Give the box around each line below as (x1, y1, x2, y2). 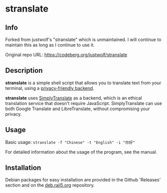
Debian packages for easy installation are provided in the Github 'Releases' (5, 177, 161, 183)
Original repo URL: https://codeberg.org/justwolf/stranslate (5, 52, 127, 58)
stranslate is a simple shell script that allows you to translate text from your (5, 79, 161, 86)
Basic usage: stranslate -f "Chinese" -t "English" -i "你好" (5, 139, 135, 145)
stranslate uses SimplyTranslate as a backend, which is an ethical (5, 94, 142, 101)
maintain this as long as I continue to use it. (5, 42, 95, 48)
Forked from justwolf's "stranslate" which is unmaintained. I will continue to (5, 36, 162, 42)
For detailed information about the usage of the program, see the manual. (5, 149, 157, 155)
